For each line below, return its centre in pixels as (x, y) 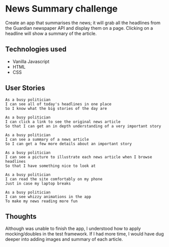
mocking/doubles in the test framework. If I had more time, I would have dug (84, 234)
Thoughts (21, 217)
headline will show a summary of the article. (51, 33)
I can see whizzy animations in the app (48, 197)
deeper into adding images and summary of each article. (64, 239)
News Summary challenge (62, 9)
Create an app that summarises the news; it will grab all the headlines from (83, 23)
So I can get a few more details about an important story (69, 144)
